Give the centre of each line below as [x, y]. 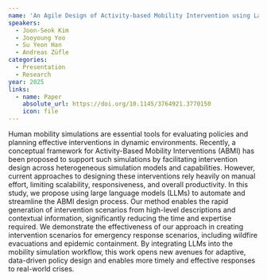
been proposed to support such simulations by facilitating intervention [123, 159]
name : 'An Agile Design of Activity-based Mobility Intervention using [129, 15]
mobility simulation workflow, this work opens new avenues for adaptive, [127, 252]
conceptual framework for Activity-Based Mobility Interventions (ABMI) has [132, 151]
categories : [28, 60]
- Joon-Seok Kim [42, 30]
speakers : [25, 23]
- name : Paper [39, 97]
